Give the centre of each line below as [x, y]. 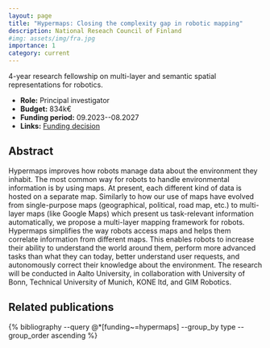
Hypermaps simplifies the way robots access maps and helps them [120, 230]
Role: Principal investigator [65, 100]
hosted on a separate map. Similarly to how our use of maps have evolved [131, 196]
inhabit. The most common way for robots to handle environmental [119, 179]
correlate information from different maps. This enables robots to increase [131, 239]
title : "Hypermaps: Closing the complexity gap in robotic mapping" [126, 23]
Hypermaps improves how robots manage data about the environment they [133, 171]
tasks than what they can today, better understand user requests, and [124, 256]
